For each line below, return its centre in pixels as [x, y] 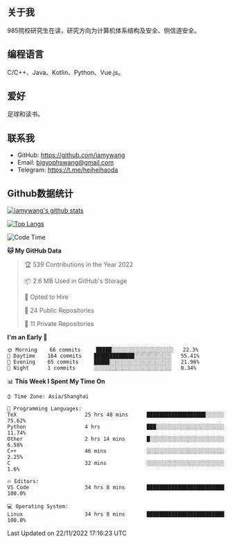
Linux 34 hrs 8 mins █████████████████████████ [116, 514]
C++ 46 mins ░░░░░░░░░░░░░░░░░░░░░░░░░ [116, 451]
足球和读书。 [25, 114]
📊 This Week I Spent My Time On [56, 381]
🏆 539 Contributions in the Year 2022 [79, 264]
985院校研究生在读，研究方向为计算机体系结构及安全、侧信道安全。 [104, 30]
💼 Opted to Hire [46, 297]
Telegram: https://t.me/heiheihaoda [68, 170]
